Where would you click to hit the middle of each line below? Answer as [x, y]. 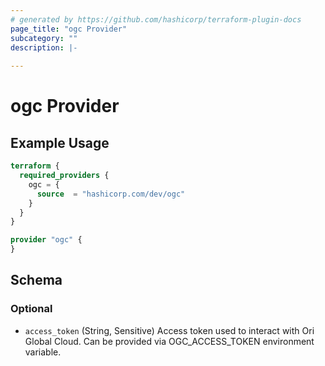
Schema [36, 280]
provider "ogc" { [46, 240]
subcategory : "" [44, 38]
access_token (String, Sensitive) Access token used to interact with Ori [169, 330]
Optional [31, 309]
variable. [43, 352]
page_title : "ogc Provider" [69, 29]
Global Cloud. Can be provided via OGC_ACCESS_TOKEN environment [169, 341]
